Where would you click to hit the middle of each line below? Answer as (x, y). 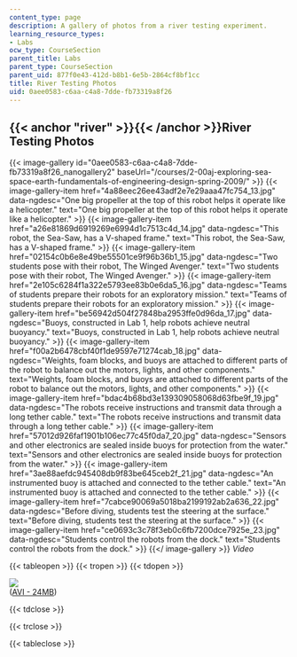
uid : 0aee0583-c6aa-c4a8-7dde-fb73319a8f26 (91, 91)
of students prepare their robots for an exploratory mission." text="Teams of (148, 294)
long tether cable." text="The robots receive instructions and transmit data (145, 417)
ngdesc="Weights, (43, 361)
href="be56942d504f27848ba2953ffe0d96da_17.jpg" (152, 313)
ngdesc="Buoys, (40, 323)
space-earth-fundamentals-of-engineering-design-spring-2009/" (129, 182)
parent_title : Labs (45, 59)
